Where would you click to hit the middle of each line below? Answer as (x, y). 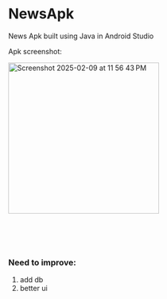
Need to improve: (43, 262)
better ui (33, 289)
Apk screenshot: (35, 51)
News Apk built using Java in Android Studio (81, 36)
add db (31, 280)
